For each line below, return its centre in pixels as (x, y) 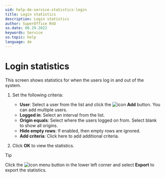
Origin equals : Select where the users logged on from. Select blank (88, 120)
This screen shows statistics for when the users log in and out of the (75, 80)
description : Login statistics (37, 19)
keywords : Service (24, 33)
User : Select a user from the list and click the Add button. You (90, 104)
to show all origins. (39, 125)
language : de (18, 42)
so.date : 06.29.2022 (26, 28)
